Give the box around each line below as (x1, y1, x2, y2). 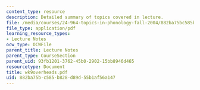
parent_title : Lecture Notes (6, 47, 79, 53)
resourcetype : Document (6, 63, 65, 70)
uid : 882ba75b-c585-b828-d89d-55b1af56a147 (6, 75, 116, 81)
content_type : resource (6, 8, 65, 15)
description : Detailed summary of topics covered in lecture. (6, 14, 164, 20)
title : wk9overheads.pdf (6, 69, 68, 75)
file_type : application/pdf (6, 25, 76, 31)
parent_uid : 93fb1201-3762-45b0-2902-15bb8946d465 (6, 58, 135, 64)
